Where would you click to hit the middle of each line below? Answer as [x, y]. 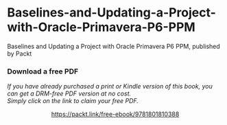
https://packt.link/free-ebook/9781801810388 [115, 114]
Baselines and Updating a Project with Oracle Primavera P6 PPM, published [114, 46]
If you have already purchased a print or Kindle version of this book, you [110, 87]
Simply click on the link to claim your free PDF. [73, 101]
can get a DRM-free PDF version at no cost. [69, 93]
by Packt [20, 54]
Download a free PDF [43, 71]
